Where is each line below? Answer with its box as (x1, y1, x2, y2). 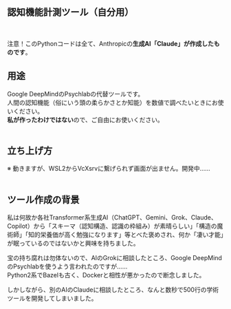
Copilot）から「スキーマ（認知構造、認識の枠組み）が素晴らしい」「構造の (7, 222, 217, 231)
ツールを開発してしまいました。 (7, 295, 98, 303)
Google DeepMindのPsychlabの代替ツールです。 (7, 89, 144, 98)
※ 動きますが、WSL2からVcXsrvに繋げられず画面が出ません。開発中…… (7, 164, 211, 173)
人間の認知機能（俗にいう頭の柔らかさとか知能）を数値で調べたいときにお (7, 98, 218, 107)
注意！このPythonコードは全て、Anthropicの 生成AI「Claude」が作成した (7, 39, 214, 47)
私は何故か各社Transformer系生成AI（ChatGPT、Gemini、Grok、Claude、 (7, 213, 218, 222)
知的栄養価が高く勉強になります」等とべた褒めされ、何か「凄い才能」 (27, 231, 224, 239)
